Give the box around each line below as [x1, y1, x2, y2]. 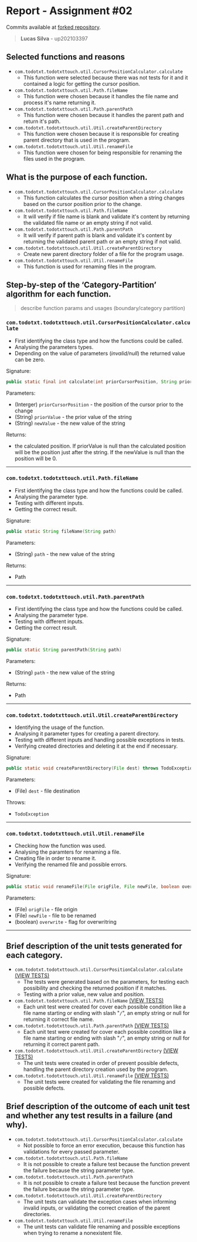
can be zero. [14, 356, 45, 363]
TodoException [14, 811, 49, 817]
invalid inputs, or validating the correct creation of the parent [23, 1204, 170, 1211]
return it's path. [23, 118, 61, 125]
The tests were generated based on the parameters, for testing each [23, 978, 189, 985]
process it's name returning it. [23, 99, 96, 106]
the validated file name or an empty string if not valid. [23, 219, 152, 226]
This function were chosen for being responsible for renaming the [23, 149, 183, 156]
